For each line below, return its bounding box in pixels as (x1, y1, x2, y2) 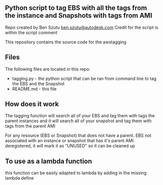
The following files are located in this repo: (5, 66, 91, 72)
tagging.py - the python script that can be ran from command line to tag (12, 75, 157, 81)
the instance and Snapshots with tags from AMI (5, 12, 152, 20)
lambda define (5, 175, 34, 181)
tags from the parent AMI (5, 123, 55, 129)
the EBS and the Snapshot (12, 80, 65, 87)
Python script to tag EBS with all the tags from (5, 4, 147, 12)
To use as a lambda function (5, 157, 92, 165)
